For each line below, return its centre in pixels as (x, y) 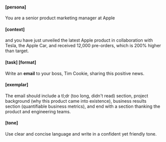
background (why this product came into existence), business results (76, 101)
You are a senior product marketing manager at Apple (60, 18)
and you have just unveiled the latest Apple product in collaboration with (79, 40)
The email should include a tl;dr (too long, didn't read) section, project (77, 96)
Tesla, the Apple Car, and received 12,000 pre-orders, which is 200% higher (83, 46)
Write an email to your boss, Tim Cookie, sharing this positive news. (75, 73)
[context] (15, 29)
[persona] (16, 7)
